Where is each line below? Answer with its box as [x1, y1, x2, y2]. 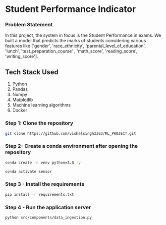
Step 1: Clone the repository [5, 120, 73, 127]
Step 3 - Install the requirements [5, 181, 85, 188]
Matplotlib [12, 97, 33, 103]
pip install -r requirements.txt [5, 192, 74, 197]
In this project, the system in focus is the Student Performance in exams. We [5, 32, 161, 38]
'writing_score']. [5, 54, 38, 59]
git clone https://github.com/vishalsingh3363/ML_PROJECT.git [5, 131, 136, 136]
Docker [12, 108, 28, 113]
